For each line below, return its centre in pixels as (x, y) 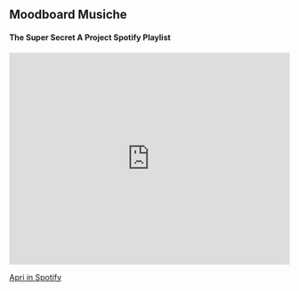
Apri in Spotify (36, 277)
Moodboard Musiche (68, 15)
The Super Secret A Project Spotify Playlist (90, 37)
